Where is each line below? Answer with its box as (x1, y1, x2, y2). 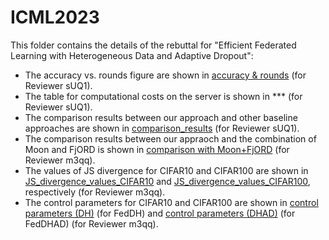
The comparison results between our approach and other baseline (24, 111, 298, 123)
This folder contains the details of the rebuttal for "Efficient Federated (10, 39, 297, 51)
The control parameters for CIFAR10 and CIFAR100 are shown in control (24, 196, 319, 208)
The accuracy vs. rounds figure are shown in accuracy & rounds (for (24, 69, 307, 81)
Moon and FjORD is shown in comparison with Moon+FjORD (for (24, 143, 290, 155)
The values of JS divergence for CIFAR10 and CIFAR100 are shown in (24, 164, 309, 176)
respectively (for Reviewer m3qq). (24, 186, 166, 198)
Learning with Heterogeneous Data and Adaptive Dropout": (10, 49, 254, 61)
